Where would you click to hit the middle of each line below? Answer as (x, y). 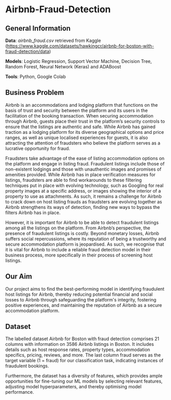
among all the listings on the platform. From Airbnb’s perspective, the (78, 228)
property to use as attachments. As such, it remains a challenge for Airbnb (83, 196)
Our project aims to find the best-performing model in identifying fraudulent (85, 289)
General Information (38, 28)
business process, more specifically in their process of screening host (79, 255)
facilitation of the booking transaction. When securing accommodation (79, 115)
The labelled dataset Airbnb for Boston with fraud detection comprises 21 (82, 339)
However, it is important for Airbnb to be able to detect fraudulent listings (82, 222)
